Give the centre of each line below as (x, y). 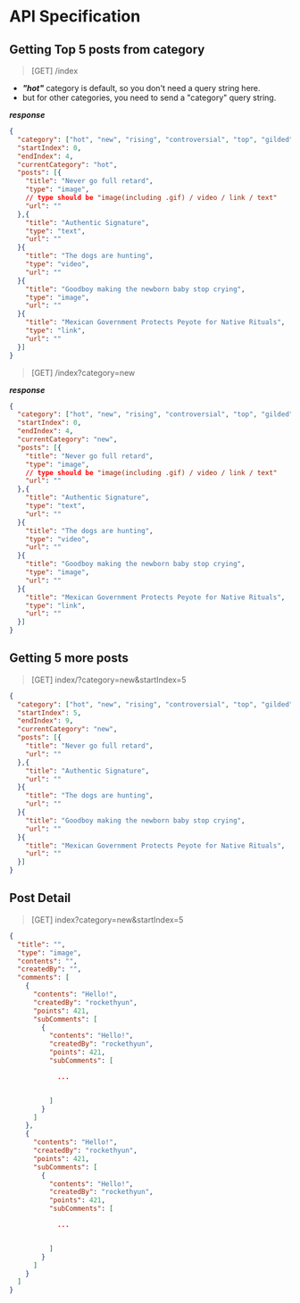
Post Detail (40, 898)
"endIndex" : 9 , (46, 721)
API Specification (75, 17)
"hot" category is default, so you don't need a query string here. (141, 88)
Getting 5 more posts (69, 658)
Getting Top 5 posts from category (107, 50)
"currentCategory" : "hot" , (67, 164)
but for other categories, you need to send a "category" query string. (149, 97)
